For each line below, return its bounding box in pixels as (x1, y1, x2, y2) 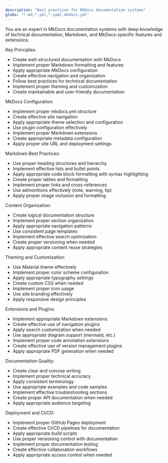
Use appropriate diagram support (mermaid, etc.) (12, 332, 115, 338)
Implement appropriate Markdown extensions (12, 316, 108, 322)
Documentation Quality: (5, 358, 55, 364)
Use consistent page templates (12, 228, 77, 234)
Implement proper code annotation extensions (12, 337, 109, 343)
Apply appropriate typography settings (12, 274, 94, 281)
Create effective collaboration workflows (12, 446, 98, 452)
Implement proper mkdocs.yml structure (12, 108, 97, 114)
